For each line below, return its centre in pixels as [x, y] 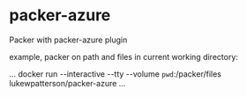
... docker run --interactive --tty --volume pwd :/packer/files [116, 74]
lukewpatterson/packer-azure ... [67, 83]
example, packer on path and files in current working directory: [123, 56]
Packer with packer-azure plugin [68, 40]
